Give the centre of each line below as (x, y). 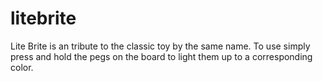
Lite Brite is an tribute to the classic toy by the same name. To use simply (160, 46)
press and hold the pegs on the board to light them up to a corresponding (161, 56)
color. (22, 67)
